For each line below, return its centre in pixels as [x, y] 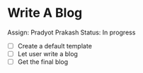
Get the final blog [43, 62]
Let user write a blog [47, 54]
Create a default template [55, 46]
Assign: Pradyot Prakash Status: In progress [71, 32]
